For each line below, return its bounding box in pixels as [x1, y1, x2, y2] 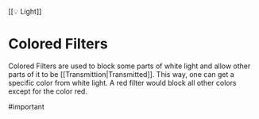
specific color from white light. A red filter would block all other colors [8, 78, 237, 87]
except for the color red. [8, 86, 87, 96]
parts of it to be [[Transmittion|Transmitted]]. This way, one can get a [8, 69, 234, 79]
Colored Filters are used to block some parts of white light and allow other [8, 61, 251, 71]
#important [8, 102, 45, 111]
